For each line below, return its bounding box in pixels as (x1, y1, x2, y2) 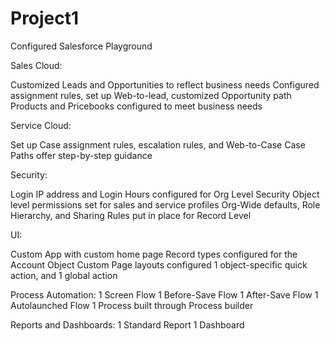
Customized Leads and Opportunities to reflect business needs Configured (10, 78, 320, 91)
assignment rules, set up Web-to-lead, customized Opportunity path (10, 89, 292, 101)
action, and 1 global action (10, 269, 118, 281)
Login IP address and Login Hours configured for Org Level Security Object (10, 188, 320, 200)
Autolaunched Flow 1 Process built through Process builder (10, 299, 254, 311)
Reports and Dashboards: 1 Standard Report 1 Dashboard (10, 318, 245, 331)
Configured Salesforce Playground (10, 40, 153, 52)
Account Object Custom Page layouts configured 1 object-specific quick (10, 258, 308, 271)
